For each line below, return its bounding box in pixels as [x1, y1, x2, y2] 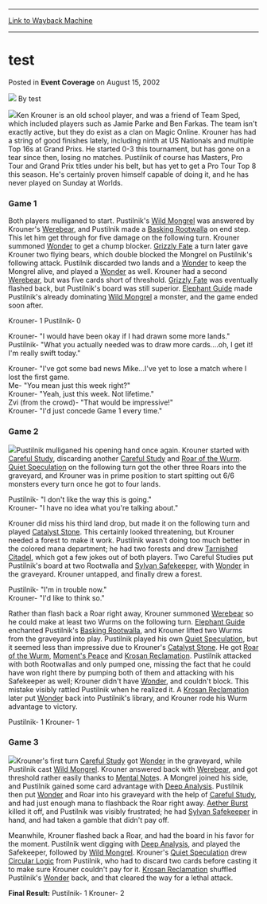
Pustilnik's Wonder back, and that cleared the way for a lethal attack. [8, 873, 234, 882]
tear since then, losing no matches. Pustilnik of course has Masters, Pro [8, 152, 243, 162]
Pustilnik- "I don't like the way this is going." [8, 495, 153, 504]
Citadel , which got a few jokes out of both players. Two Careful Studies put [8, 552, 253, 562]
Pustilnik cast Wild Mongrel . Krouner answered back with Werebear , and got [8, 764, 258, 773]
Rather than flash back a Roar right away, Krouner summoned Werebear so [8, 609, 254, 618]
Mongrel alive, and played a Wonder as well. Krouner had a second [8, 267, 228, 276]
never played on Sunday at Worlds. [8, 178, 123, 187]
